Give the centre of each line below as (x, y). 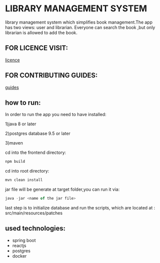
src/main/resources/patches (34, 213)
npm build (15, 162)
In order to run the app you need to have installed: (56, 115)
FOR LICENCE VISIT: (37, 48)
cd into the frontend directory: (36, 152)
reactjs (19, 245)
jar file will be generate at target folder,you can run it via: (62, 189)
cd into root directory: (27, 171)
